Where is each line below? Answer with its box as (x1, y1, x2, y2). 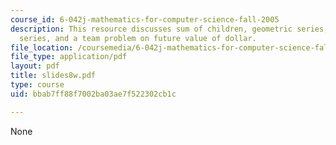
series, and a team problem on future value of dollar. (19, 33, 257, 43)
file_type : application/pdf (10, 52, 128, 62)
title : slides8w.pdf (10, 71, 97, 81)
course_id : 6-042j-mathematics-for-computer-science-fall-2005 (10, 14, 280, 25)
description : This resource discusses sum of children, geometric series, (10, 24, 329, 34)
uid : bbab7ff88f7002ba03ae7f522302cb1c (10, 89, 177, 99)
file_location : (10, 42, 74, 53)
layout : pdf (10, 61, 60, 71)
